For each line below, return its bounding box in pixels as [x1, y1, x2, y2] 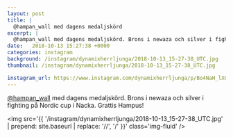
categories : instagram [7, 49, 73, 56]
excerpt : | [7, 29, 39, 37]
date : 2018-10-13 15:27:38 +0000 [7, 42, 110, 49]
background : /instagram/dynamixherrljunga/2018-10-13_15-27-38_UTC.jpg [7, 56, 218, 63]
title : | [7, 17, 33, 24]
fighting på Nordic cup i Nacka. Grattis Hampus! [7, 101, 144, 109]
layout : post [7, 10, 45, 17]
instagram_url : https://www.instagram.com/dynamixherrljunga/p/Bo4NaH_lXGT [7, 74, 231, 81]
